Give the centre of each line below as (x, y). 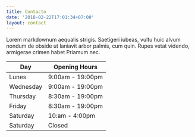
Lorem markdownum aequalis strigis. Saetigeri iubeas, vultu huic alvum (93, 40)
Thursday (23, 96)
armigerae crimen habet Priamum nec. (53, 52)
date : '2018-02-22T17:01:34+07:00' (50, 17)
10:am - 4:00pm (72, 116)
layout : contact (26, 23)
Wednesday (26, 87)
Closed (58, 126)
